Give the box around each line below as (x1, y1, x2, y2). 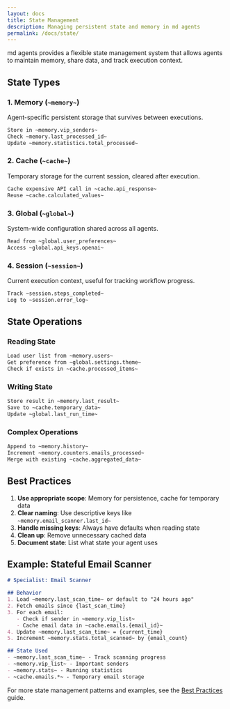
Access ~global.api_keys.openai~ (7, 244, 104, 251)
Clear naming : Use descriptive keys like (17, 508, 132, 517)
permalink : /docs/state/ (7, 29, 79, 37)
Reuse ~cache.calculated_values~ (7, 192, 104, 199)
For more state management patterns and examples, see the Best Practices (7, 686, 223, 694)
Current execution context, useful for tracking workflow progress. (7, 276, 195, 284)
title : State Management (7, 17, 79, 24)
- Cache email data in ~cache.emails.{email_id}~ (16, 622, 163, 629)
